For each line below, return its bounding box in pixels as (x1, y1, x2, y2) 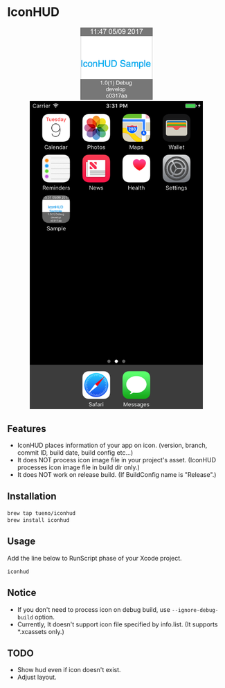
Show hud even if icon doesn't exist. (17, 666, 121, 674)
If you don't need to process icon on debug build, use (17, 605, 171, 613)
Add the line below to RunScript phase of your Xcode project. (7, 554, 182, 562)
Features (7, 423, 46, 435)
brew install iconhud (7, 516, 70, 523)
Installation (7, 491, 57, 503)
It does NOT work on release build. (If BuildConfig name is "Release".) (17, 471, 217, 479)
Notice (7, 587, 37, 599)
